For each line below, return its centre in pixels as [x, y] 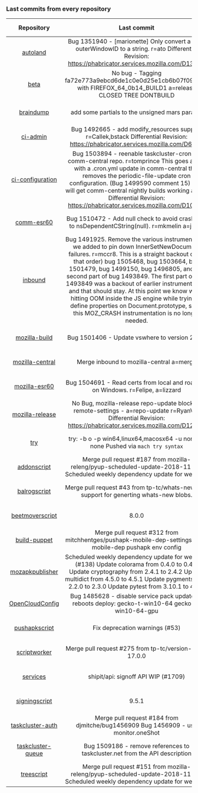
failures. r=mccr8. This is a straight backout [129, 254]
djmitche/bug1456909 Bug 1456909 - [131, 726]
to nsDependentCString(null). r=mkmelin [125, 226]
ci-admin [34, 136]
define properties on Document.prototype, [128, 306]
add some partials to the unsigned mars [126, 112]
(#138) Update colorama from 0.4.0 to [129, 564]
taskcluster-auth [34, 726]
